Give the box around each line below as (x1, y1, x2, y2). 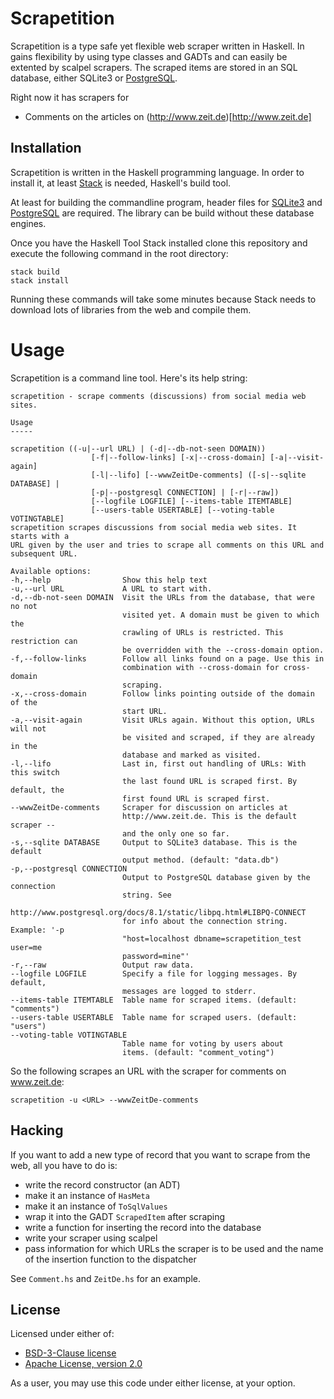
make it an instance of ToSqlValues (24, 1200, 168, 1212)
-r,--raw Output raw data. (10, 960, 195, 970)
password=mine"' (121, 951, 190, 961)
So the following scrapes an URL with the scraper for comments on (10, 1065, 287, 1077)
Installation (10, 140, 82, 157)
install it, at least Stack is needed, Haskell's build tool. (10, 177, 232, 189)
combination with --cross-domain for (121, 662, 280, 672)
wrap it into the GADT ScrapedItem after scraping (24, 1210, 226, 1222)
